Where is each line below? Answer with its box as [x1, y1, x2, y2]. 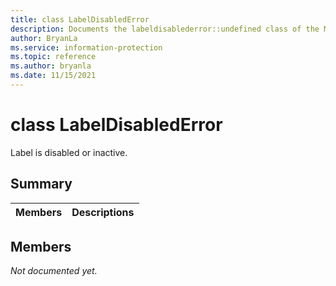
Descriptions [71, 205, 135, 219]
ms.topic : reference [10, 52, 97, 62]
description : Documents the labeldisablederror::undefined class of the [10, 24, 320, 34]
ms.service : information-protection [10, 42, 163, 53]
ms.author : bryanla [10, 61, 92, 71]
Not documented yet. [10, 265, 98, 277]
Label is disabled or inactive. [10, 146, 128, 158]
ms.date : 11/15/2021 [10, 71, 97, 81]
